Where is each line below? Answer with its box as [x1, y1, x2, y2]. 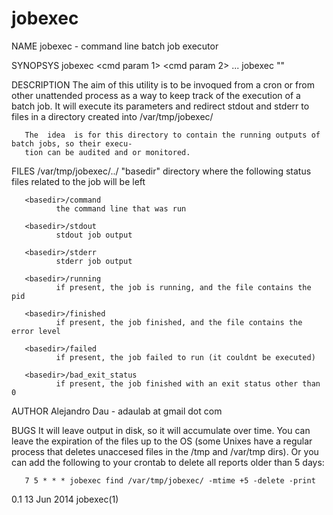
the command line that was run [55, 203, 187, 214]
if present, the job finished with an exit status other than [55, 378, 321, 389]
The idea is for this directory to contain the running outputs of [24, 130, 321, 140]
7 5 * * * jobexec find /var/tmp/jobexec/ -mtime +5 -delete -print [24, 475, 316, 486]
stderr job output [55, 256, 133, 266]
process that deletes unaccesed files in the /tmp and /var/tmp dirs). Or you [11, 445, 319, 457]
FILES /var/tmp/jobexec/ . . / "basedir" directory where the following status [11, 165, 312, 177]
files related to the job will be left [11, 175, 146, 187]
